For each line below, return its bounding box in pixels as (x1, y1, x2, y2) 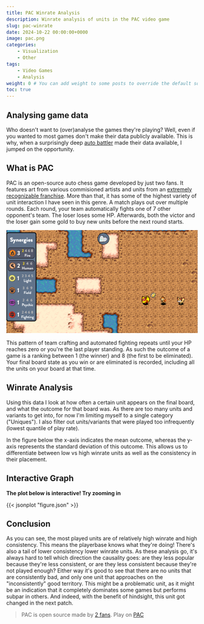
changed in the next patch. (6, 599, 74, 607)
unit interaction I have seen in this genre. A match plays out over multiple (6, 198, 188, 206)
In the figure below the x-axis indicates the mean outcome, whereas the (6, 436, 186, 444)
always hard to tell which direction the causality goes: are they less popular (6, 554, 195, 561)
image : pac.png (6, 35, 45, 42)
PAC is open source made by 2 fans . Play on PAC (21, 611, 144, 619)
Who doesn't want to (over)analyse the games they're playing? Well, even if (6, 126, 195, 133)
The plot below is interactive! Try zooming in (6, 489, 121, 496)
